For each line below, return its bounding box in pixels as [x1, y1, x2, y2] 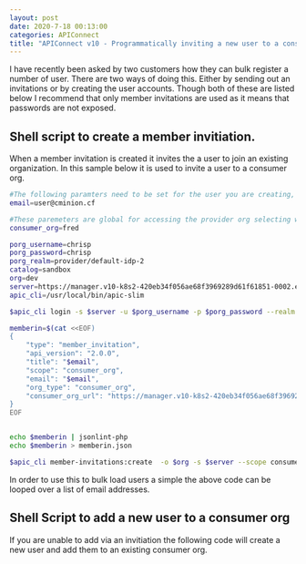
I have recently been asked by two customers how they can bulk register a [9, 64, 289, 75]
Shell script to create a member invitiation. [9, 128, 256, 144]
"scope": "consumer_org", [25, 365, 125, 374]
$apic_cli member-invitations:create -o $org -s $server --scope [9, 457, 267, 467]
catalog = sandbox [9, 265, 71, 274]
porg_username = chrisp [9, 240, 92, 249]
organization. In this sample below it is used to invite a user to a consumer [9, 163, 287, 174]
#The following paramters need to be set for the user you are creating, [9, 190, 296, 200]
